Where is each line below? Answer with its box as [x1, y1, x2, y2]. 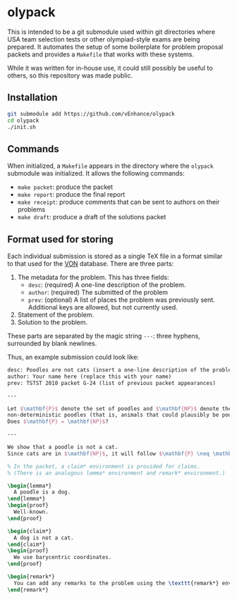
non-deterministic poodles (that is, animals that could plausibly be [7, 412, 219, 419]
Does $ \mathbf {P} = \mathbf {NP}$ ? [7, 418, 109, 425]
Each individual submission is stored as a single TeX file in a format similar [7, 252, 223, 260]
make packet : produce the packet [17, 183, 114, 191]
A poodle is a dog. [13, 489, 71, 496]
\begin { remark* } [7, 573, 55, 580]
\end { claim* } [7, 541, 46, 548]
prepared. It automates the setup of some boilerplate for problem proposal [7, 42, 224, 51]
